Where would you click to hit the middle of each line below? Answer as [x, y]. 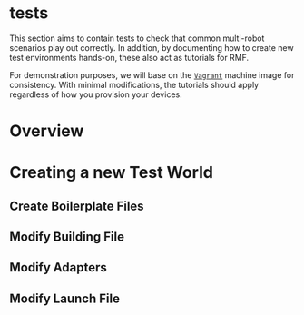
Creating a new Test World [111, 173]
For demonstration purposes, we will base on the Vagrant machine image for [152, 74]
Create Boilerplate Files [77, 206]
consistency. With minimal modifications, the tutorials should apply [134, 84]
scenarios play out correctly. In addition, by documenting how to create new [152, 47]
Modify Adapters [58, 267]
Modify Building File [67, 237]
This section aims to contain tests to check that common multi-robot [137, 38]
